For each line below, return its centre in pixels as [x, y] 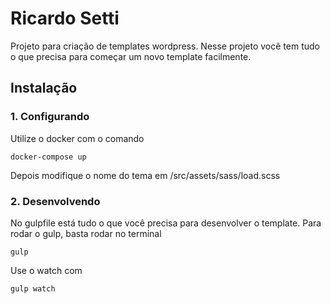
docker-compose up [48, 157]
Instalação [44, 88]
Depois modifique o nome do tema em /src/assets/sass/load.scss [145, 175]
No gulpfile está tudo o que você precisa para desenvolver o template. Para [166, 223]
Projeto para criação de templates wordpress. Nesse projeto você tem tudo [165, 46]
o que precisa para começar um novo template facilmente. [131, 56]
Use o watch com [46, 270]
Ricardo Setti [65, 18]
